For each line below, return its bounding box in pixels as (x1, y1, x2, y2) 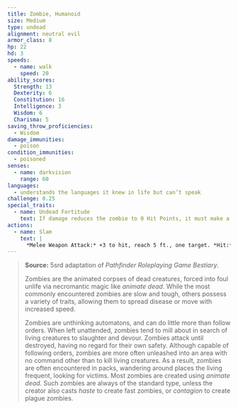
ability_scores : (7, 76, 55, 84)
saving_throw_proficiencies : (7, 122, 93, 130)
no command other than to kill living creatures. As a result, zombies (24, 356, 222, 365)
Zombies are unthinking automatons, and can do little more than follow (24, 319, 231, 327)
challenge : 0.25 (7, 195, 55, 202)
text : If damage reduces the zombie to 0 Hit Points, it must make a (20, 215, 230, 222)
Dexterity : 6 (13, 89, 52, 97)
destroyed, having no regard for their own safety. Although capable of (24, 342, 229, 350)
